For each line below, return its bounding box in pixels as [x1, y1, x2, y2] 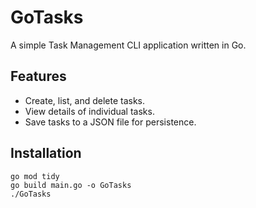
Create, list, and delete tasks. [24, 94, 145, 106]
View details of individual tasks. [24, 105, 155, 117]
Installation [10, 145, 82, 162]
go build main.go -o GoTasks [10, 180, 132, 190]
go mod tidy [10, 171, 60, 181]
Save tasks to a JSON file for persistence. [24, 116, 197, 128]
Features [10, 68, 67, 85]
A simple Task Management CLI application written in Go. [10, 39, 247, 51]
